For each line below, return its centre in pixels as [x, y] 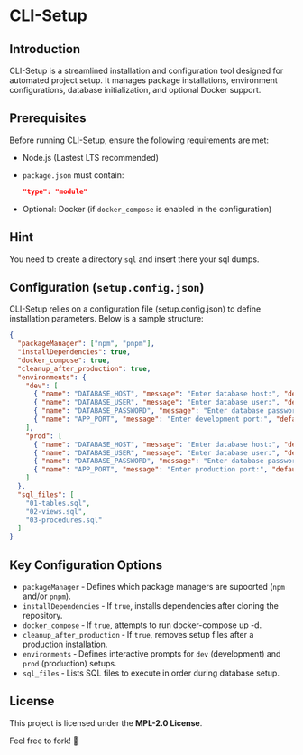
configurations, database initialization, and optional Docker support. [135, 90]
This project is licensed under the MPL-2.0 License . [106, 722]
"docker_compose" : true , [64, 360]
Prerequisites [48, 118]
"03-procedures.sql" [64, 520]
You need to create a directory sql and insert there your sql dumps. [134, 259]
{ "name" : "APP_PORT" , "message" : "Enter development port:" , [152, 419]
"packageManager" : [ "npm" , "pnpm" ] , [86, 344]
